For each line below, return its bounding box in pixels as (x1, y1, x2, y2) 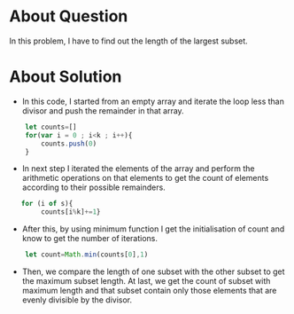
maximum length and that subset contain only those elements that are (21, 286, 277, 295)
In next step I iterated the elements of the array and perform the (21, 163, 255, 174)
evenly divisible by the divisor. (21, 294, 133, 305)
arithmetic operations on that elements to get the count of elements (21, 173, 269, 184)
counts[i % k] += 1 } (41, 208, 101, 216)
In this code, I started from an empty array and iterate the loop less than (21, 96, 285, 106)
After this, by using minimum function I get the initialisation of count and (21, 224, 285, 234)
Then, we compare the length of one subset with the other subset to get (21, 266, 285, 277)
